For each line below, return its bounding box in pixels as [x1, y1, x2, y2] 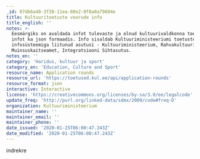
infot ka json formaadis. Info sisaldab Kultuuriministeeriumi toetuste [11, 36, 196, 42]
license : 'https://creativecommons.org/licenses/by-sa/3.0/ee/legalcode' [6, 92, 193, 98]
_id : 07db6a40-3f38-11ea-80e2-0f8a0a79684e [6, 8, 116, 15]
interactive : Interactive [6, 86, 70, 92]
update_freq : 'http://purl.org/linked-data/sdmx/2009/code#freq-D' [6, 97, 177, 103]
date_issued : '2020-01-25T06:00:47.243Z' [6, 125, 111, 131]
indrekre [6, 146, 27, 154]
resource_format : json [6, 81, 62, 87]
